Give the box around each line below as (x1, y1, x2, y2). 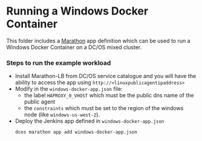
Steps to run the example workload (6, 59, 111, 67)
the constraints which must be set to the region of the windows (24, 105, 184, 112)
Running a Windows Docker (6, 4, 149, 18)
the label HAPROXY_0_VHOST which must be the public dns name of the (24, 92, 194, 99)
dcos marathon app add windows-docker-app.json (15, 129, 137, 136)
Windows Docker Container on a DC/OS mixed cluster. (6, 44, 142, 51)
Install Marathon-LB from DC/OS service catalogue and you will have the (15, 73, 197, 80)
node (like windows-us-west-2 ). (24, 111, 100, 119)
